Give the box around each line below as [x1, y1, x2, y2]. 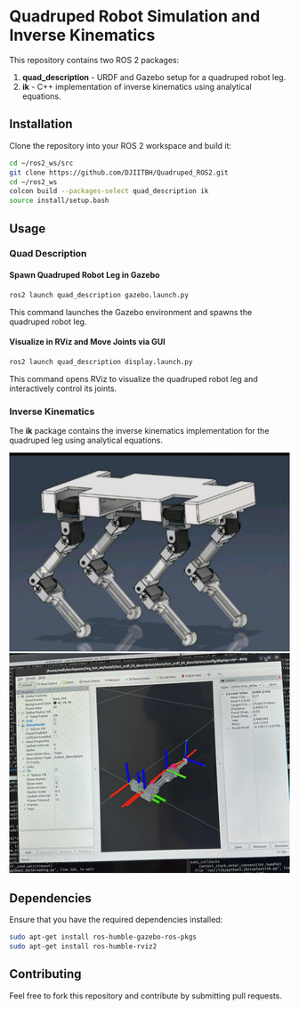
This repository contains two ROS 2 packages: [9, 54, 180, 65]
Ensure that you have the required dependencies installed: [9, 915, 223, 925]
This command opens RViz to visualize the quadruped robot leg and [9, 373, 258, 384]
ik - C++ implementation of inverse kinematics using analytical [21, 81, 252, 92]
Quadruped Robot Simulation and [9, 6, 261, 27]
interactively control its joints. [9, 383, 117, 394]
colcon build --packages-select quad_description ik [9, 187, 209, 196]
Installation [9, 117, 73, 132]
